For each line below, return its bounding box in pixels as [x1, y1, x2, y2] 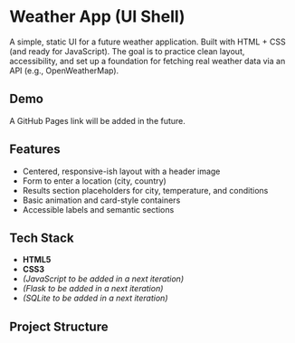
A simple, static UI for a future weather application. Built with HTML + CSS [9, 36, 287, 47]
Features [9, 142, 61, 157]
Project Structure [9, 319, 109, 334]
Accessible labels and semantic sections [22, 204, 175, 214]
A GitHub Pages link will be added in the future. [9, 115, 186, 126]
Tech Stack [9, 230, 74, 245]
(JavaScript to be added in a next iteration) [22, 273, 185, 284]
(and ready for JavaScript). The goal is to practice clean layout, [9, 45, 245, 56]
